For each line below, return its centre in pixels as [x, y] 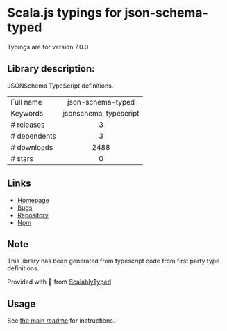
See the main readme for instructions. [61, 321]
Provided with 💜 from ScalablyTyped [59, 282]
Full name [27, 102]
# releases [28, 125]
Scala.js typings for [65, 13]
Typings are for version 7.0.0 [48, 47]
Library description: [51, 69]
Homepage [33, 200]
